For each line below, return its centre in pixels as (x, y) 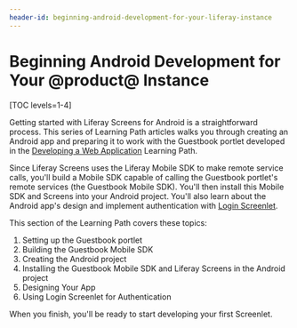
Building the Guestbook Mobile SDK (88, 249)
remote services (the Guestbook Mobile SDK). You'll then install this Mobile (147, 187)
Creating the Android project (74, 259)
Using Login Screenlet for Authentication (96, 296)
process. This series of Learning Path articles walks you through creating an (149, 132)
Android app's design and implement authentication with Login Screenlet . (144, 205)
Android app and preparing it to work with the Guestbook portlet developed (147, 141)
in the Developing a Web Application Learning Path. (104, 150)
